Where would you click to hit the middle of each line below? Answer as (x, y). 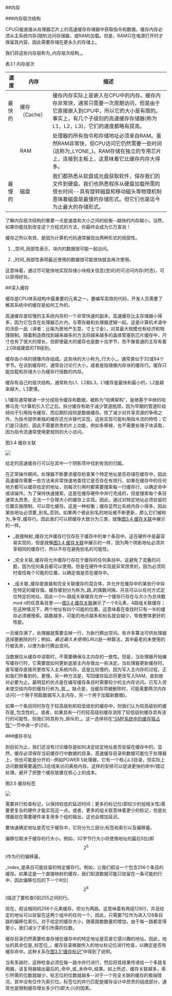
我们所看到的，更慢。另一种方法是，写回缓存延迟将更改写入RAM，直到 (84, 676)
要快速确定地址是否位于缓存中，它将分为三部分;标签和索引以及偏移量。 (80, 827)
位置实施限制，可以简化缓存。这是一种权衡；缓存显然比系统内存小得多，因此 (86, 506)
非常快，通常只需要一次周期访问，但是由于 (109, 103)
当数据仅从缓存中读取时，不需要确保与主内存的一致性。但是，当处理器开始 (84, 657)
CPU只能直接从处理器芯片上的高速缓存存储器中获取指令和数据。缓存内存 (82, 29)
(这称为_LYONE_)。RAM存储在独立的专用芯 (104, 151)
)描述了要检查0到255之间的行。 (39, 898)
